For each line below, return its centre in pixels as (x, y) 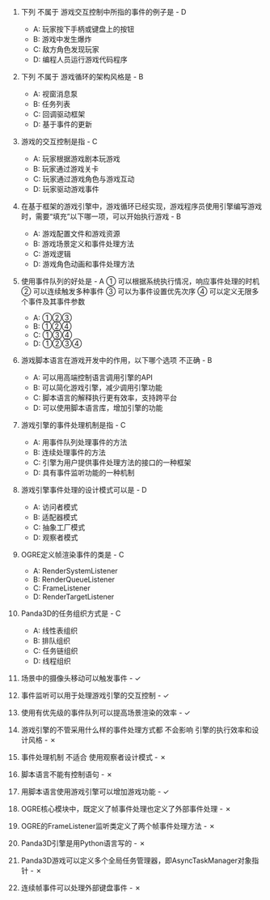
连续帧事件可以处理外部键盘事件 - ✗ (81, 888)
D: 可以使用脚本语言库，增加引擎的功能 (98, 408)
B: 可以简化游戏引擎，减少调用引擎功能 (97, 388)
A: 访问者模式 (55, 507)
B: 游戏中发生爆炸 (62, 39)
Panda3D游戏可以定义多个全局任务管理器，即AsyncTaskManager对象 (136, 860)
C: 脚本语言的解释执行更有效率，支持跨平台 (105, 398)
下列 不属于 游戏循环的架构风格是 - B (82, 77)
